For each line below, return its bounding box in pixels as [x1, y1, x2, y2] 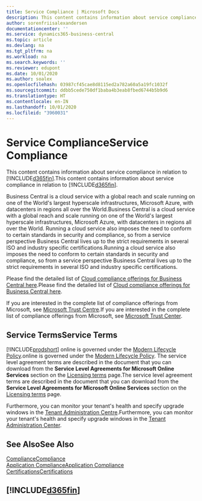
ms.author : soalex [6, 76, 52, 82]
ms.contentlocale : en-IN [6, 98, 69, 104]
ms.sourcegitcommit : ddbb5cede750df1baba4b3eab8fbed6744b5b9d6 [6, 87, 168, 93]
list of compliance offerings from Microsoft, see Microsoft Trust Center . [6, 312, 183, 320]
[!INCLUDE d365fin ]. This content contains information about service [6, 175, 174, 182]
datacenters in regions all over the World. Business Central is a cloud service [6, 206, 195, 213]
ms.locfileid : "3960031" [6, 110, 69, 116]
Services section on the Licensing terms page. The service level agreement [6, 371, 192, 379]
